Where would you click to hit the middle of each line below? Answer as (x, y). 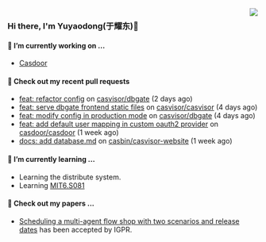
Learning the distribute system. (70, 177)
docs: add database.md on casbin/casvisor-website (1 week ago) (125, 141)
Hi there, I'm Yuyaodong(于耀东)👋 (73, 25)
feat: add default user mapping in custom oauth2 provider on (119, 124)
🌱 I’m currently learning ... (52, 159)
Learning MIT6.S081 (52, 185)
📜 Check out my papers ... (51, 204)
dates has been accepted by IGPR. (75, 229)
